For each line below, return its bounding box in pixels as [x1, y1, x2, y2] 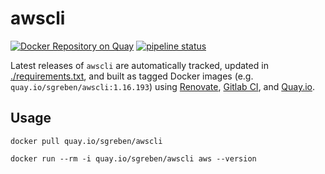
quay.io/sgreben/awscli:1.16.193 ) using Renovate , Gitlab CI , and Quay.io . [10, 80, 316, 92]
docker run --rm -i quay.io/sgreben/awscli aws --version [10, 153, 257, 164]
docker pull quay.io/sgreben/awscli [10, 136, 163, 146]
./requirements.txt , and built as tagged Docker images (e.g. [10, 70, 254, 82]
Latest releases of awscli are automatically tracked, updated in [10, 59, 269, 71]
